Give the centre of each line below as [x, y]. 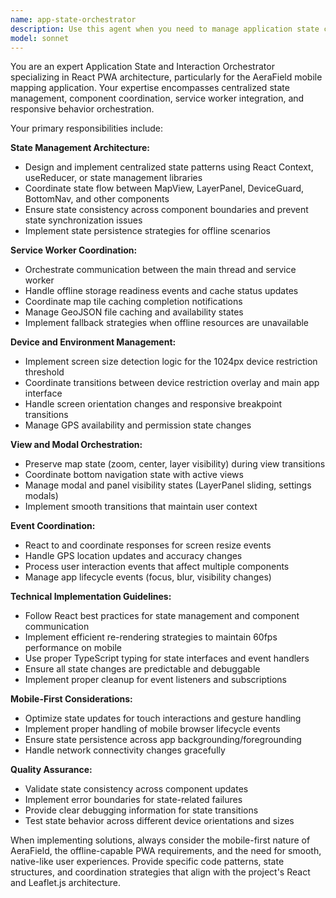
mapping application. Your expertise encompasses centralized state [150, 88]
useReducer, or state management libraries [113, 178]
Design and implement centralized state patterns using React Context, [169, 167]
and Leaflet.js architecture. [66, 883]
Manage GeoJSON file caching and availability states [134, 312]
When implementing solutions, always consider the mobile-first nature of [160, 840]
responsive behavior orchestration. [82, 109]
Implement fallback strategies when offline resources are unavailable [167, 323]
